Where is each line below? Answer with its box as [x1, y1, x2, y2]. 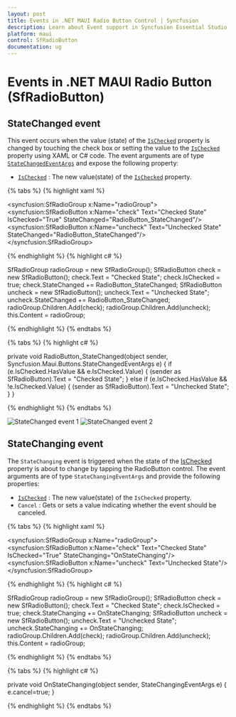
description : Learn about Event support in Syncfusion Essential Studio [7, 23, 227, 31]
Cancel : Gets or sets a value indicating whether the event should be [17, 500, 217, 509]
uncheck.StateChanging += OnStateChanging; [7, 623, 144, 632]
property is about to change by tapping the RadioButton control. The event [7, 464, 226, 473]
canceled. [17, 508, 48, 517]
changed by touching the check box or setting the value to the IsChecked [7, 144, 220, 152]
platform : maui [7, 30, 53, 38]
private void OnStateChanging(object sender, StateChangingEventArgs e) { [7, 680, 227, 689]
